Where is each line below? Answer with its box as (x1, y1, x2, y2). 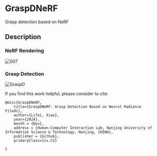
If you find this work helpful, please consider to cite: (5, 90, 109, 97)
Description (5, 33, 41, 41)
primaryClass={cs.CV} (14, 138, 57, 143)
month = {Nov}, (14, 121, 44, 126)
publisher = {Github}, (14, 134, 59, 139)
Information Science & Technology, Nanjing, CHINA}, (5, 129, 114, 134)
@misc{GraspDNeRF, (5, 100, 42, 105)
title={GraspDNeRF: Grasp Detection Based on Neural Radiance (14, 104, 142, 109)
